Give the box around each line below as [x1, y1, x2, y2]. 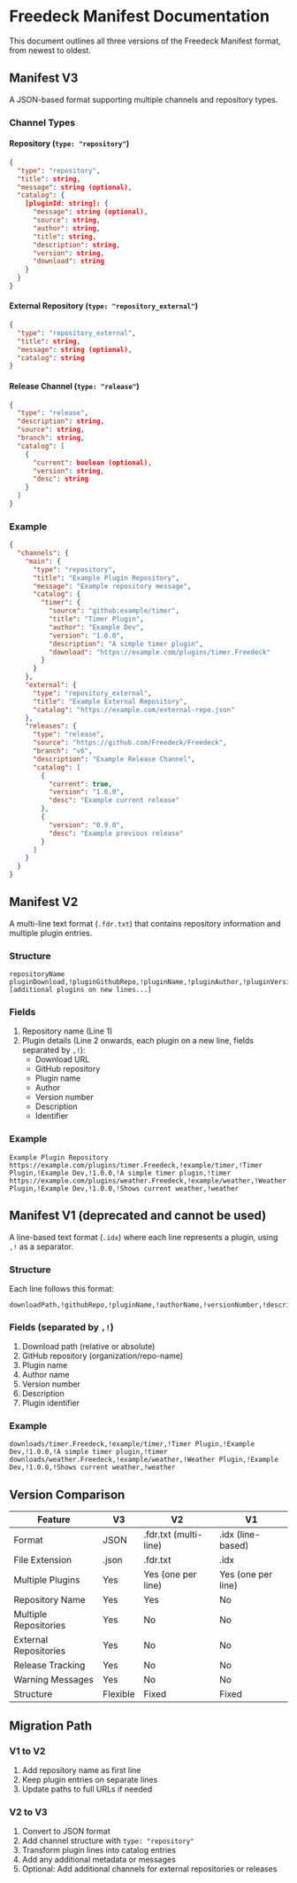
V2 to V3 [9, 1806, 48, 1818]
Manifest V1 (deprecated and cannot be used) [9, 1208, 267, 1223]
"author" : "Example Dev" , [48, 622, 144, 631]
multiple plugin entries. [9, 927, 93, 938]
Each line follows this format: [9, 1283, 115, 1293]
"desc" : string [32, 474, 89, 484]
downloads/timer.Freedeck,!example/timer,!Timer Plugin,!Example [9, 1440, 255, 1449]
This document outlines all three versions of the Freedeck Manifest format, [9, 35, 281, 46]
